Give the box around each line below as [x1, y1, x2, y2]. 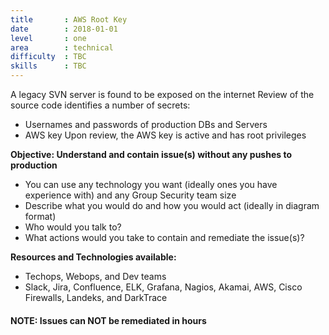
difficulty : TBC [10, 52, 87, 62]
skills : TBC [10, 61, 87, 71]
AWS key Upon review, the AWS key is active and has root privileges [24, 129, 307, 141]
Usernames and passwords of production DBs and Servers [24, 119, 268, 130]
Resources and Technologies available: [10, 251, 177, 263]
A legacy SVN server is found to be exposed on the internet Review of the [10, 89, 315, 100]
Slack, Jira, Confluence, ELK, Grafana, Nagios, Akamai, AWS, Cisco [24, 281, 303, 293]
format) [24, 211, 57, 222]
